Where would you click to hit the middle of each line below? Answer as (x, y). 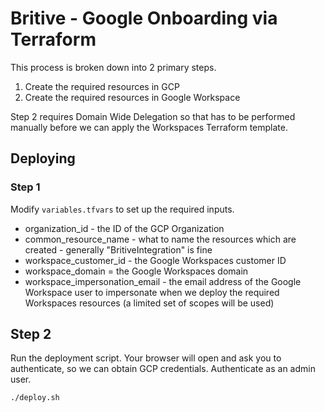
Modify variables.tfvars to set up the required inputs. (122, 209)
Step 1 (25, 187)
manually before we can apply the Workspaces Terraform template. (149, 127)
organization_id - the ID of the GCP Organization (124, 228)
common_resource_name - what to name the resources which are (160, 239)
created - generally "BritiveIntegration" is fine (118, 249)
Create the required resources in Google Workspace (132, 97)
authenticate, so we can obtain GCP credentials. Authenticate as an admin (163, 369)
